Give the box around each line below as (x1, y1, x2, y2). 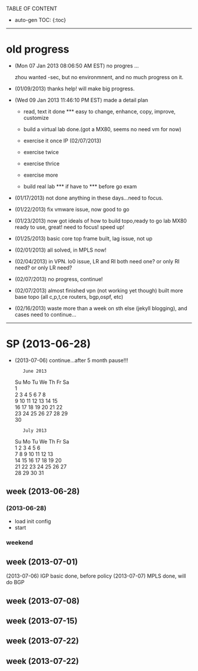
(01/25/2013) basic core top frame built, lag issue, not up (14, 234, 153, 242)
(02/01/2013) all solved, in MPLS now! (14, 246, 107, 253)
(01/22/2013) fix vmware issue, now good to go (14, 206, 130, 213)
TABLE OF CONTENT (6, 5, 58, 12)
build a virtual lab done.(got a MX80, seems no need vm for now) (23, 125, 181, 132)
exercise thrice (23, 159, 60, 167)
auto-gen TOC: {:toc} (14, 17, 67, 23)
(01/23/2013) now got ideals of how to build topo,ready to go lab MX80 (14, 217, 187, 224)
